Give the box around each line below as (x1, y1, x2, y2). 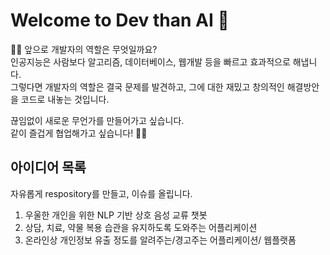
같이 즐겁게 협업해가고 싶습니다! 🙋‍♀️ (10, 127, 148, 139)
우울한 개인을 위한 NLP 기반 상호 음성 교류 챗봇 (24, 209, 208, 221)
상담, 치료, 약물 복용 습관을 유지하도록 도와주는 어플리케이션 (24, 221, 258, 233)
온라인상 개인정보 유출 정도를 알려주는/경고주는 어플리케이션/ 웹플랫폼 (24, 234, 297, 246)
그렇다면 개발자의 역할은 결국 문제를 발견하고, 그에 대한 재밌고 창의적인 (10, 80, 285, 93)
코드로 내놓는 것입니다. (20, 93, 110, 105)
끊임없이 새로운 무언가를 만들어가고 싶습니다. (10, 114, 185, 126)
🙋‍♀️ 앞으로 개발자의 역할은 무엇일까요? (10, 43, 158, 55)
